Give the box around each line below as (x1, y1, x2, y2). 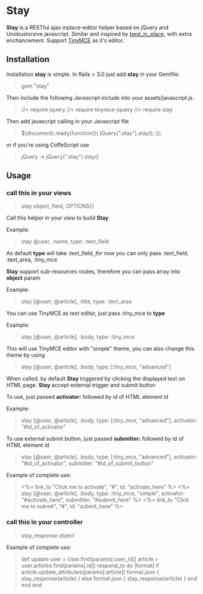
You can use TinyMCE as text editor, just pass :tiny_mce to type (6, 309, 165, 317)
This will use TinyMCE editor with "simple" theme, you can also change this (6, 345, 195, 353)
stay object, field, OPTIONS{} (21, 202, 95, 210)
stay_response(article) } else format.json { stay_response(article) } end (21, 575, 198, 582)
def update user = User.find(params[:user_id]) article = (21, 555, 159, 562)
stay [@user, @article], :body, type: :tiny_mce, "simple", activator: (21, 490, 185, 497)
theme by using (6, 351, 45, 359)
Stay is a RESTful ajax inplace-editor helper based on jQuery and (6, 24, 168, 31)
